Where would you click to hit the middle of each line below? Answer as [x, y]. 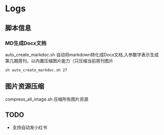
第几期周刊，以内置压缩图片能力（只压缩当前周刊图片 [59, 61]
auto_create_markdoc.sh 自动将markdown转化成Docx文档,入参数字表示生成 [82, 54]
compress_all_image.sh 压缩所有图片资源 [47, 99]
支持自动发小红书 [30, 127]
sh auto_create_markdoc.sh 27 [36, 70]
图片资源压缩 [25, 86]
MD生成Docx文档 [26, 43]
